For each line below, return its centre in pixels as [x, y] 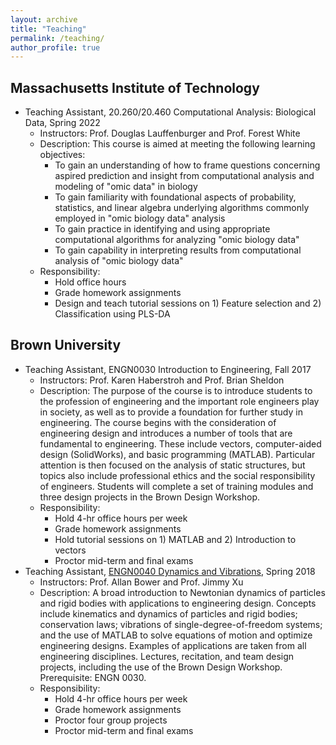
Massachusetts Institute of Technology [135, 87]
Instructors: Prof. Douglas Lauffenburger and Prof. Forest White [170, 133]
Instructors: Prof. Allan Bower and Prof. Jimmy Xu [141, 582]
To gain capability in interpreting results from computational [178, 250]
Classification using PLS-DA [112, 314]
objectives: [62, 155]
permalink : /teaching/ [57, 38]
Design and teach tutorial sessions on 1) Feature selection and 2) [188, 303]
